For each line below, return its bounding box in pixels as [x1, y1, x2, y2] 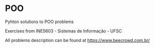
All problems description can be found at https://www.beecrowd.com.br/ [5, 37, 150, 43]
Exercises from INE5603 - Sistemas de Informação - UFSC [5, 28, 122, 34]
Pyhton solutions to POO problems [5, 19, 74, 24]
